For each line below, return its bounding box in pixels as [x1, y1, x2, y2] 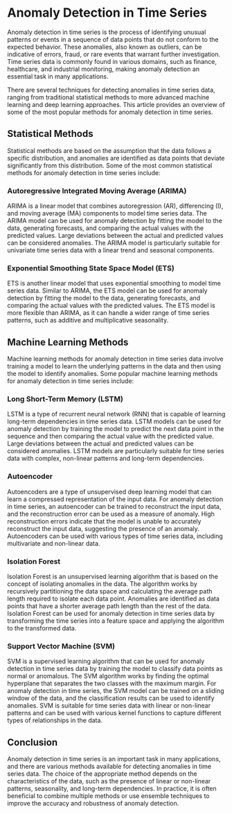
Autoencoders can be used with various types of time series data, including [7, 532, 223, 540]
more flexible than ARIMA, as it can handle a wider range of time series [7, 309, 210, 317]
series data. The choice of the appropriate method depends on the [7, 770, 197, 778]
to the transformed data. [7, 624, 77, 633]
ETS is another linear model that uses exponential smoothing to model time [7, 279, 222, 288]
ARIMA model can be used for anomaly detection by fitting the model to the [7, 217, 223, 225]
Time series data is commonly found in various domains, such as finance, [7, 57, 217, 65]
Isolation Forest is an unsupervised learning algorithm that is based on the [7, 572, 218, 581]
